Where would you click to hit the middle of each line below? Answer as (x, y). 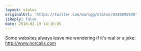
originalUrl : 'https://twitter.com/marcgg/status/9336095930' (71, 14)
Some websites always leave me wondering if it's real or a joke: (70, 38)
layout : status (21, 10)
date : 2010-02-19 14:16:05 (33, 24)
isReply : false (21, 19)
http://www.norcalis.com (31, 43)
